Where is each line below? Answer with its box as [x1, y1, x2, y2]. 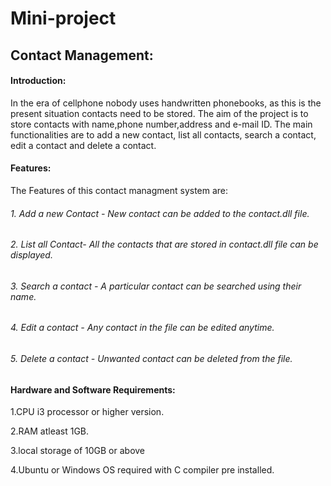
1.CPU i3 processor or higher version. [10, 406, 165, 418]
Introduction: [10, 75, 67, 87]
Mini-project [10, 7, 117, 30]
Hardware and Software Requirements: [10, 383, 176, 396]
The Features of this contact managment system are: [10, 184, 229, 196]
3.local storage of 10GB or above [10, 445, 146, 457]
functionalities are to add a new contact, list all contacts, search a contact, [10, 128, 317, 141]
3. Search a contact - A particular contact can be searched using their [10, 280, 302, 292]
